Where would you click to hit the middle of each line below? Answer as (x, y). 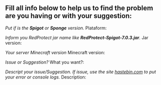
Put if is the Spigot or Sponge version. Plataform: (56, 28)
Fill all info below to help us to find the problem (79, 8)
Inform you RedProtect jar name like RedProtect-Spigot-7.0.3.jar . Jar (77, 37)
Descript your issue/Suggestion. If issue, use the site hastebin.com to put (81, 72)
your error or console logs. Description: (46, 77)
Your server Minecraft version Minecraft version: (55, 52)
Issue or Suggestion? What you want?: (45, 62)
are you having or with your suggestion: (68, 16)
